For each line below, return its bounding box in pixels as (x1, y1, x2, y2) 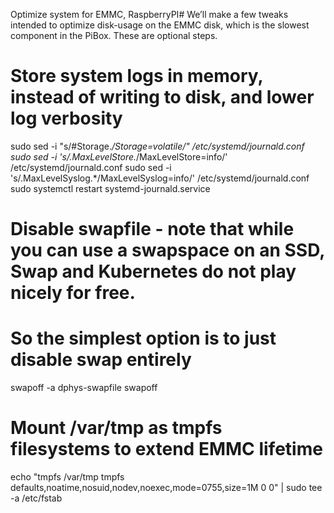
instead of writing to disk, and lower (10, 86, 315, 109)
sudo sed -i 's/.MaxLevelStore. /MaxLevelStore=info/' (10, 150, 228, 163)
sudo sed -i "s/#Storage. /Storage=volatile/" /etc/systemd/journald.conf (10, 140, 305, 152)
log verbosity (10, 107, 123, 130)
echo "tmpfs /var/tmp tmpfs (10, 471, 125, 483)
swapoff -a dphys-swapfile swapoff (10, 382, 158, 394)
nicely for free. (10, 282, 136, 304)
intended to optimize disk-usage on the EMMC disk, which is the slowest (10, 19, 310, 31)
